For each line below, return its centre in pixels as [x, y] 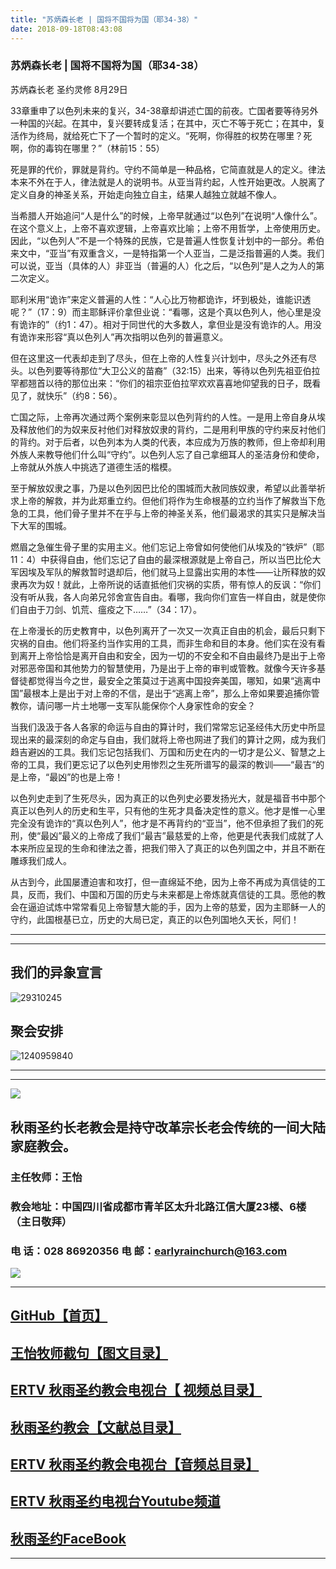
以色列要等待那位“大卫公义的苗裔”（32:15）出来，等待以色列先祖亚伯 [169, 370]
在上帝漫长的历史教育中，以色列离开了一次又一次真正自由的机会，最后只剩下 [168, 630]
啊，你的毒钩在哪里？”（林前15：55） [87, 148]
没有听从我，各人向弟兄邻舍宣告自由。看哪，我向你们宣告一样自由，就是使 [163, 597]
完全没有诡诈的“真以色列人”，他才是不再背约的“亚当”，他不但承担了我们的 [162, 823]
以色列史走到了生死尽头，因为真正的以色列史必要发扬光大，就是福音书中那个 [168, 798]
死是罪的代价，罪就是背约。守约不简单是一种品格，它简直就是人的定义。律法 [168, 169]
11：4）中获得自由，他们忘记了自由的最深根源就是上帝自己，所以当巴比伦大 [166, 559]
